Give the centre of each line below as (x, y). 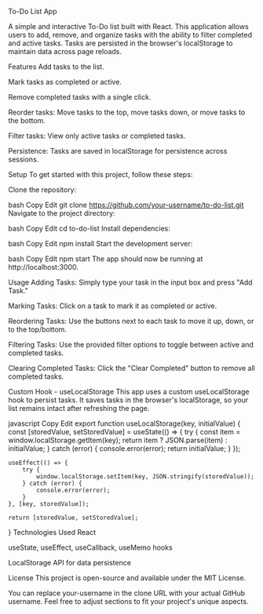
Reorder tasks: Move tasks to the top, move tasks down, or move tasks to (127, 112)
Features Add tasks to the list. (56, 67)
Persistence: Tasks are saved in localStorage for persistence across (118, 151)
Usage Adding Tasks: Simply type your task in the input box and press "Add (130, 282)
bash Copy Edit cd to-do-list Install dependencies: (89, 228)
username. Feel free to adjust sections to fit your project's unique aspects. (128, 601)
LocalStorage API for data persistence (70, 563)
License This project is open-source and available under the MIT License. (127, 578)
